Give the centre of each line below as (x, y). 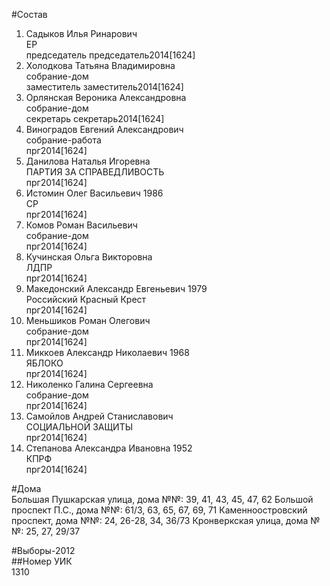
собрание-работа (63, 140)
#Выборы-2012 (43, 550)
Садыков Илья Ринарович (81, 33)
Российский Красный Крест (86, 299)
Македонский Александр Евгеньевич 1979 (116, 288)
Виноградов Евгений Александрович (104, 129)
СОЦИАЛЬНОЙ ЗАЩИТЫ (79, 427)
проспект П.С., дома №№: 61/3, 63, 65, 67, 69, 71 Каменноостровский (159, 510)
